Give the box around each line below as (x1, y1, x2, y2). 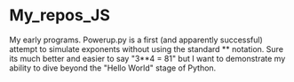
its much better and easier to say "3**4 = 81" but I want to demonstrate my (9, 53, 286, 63)
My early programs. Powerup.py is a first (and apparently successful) (9, 34, 264, 45)
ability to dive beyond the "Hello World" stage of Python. (9, 63, 217, 73)
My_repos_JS (9, 5, 111, 26)
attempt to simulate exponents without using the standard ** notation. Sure (9, 43, 284, 54)
